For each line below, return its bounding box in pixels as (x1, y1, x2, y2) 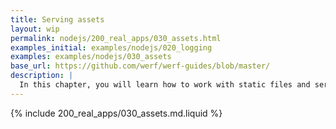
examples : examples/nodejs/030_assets (10, 52, 172, 62)
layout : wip (10, 24, 60, 34)
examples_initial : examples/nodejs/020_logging (10, 42, 213, 53)
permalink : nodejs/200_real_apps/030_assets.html (10, 33, 222, 43)
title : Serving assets (10, 14, 105, 25)
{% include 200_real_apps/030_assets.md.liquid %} (10, 107, 223, 119)
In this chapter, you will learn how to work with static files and (19, 80, 311, 90)
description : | (10, 71, 74, 81)
